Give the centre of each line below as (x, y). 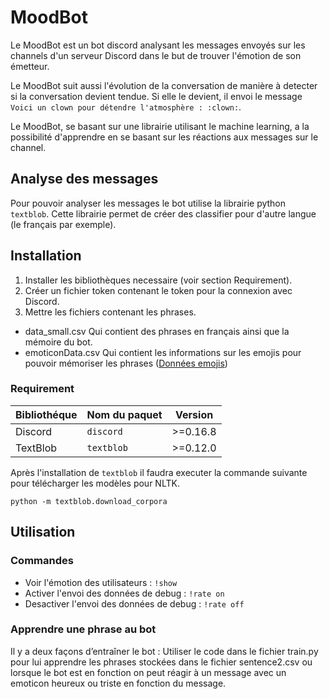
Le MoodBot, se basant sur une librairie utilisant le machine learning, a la (160, 126)
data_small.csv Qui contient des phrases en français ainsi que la (157, 331)
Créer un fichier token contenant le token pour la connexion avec (158, 290)
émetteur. (30, 66)
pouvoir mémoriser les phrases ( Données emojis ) (126, 363)
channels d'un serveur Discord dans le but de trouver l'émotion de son (156, 55)
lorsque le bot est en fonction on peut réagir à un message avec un (148, 672)
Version (194, 414)
